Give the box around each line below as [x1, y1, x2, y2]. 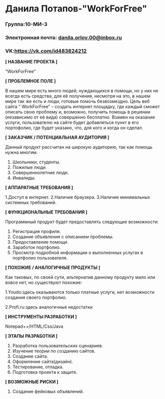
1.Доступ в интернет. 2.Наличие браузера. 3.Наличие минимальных [5, 194, 151, 200]
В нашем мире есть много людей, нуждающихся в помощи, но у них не [5, 88, 159, 94]
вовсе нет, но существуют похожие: [5, 279, 82, 285]
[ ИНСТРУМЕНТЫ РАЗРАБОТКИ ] [5, 314, 77, 320]
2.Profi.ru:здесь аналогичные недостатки [5, 304, 93, 310]
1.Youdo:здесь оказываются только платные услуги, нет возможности [5, 289, 155, 295]
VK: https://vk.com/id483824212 [5, 47, 87, 54]
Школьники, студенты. [12, 159, 61, 165]
